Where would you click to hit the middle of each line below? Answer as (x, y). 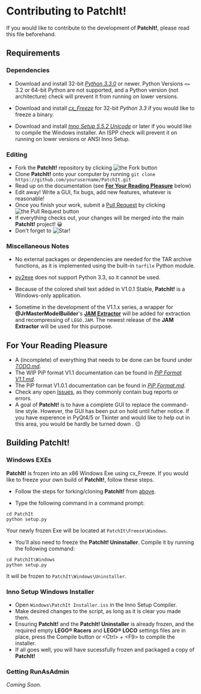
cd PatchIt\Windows (31, 560)
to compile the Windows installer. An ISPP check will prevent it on (96, 132)
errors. (23, 399)
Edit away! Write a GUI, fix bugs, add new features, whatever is (93, 192)
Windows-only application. (48, 295)
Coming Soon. (24, 685)
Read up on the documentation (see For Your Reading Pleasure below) (103, 186)
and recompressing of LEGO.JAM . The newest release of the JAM (94, 320)
